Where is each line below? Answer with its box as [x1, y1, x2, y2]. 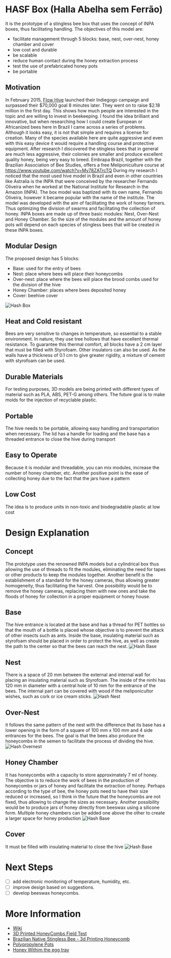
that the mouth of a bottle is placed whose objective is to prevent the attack [5, 627, 164, 633]
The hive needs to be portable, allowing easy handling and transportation [5, 425, 159, 431]
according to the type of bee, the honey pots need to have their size [5, 788, 149, 794]
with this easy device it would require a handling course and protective [5, 140, 154, 146]
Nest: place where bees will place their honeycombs [12, 271, 123, 277]
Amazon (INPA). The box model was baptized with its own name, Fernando [5, 189, 163, 195]
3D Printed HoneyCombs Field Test [12, 930, 87, 937]
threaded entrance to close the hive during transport [5, 436, 116, 442]
